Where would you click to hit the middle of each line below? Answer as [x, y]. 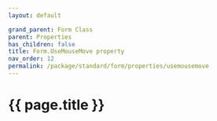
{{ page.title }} [57, 105]
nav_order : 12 [31, 59]
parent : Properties [40, 37]
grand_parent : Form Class [50, 29]
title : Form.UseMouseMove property [66, 52]
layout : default [35, 15]
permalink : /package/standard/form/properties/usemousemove [109, 66]
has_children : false [42, 44]
